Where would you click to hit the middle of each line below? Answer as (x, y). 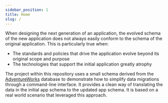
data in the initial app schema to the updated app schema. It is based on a (82, 90)
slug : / (13, 19)
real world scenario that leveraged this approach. (56, 95)
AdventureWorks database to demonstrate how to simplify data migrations (82, 79)
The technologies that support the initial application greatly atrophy (82, 64)
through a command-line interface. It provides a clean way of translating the (84, 84)
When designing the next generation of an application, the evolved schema (83, 33)
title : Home (18, 14)
